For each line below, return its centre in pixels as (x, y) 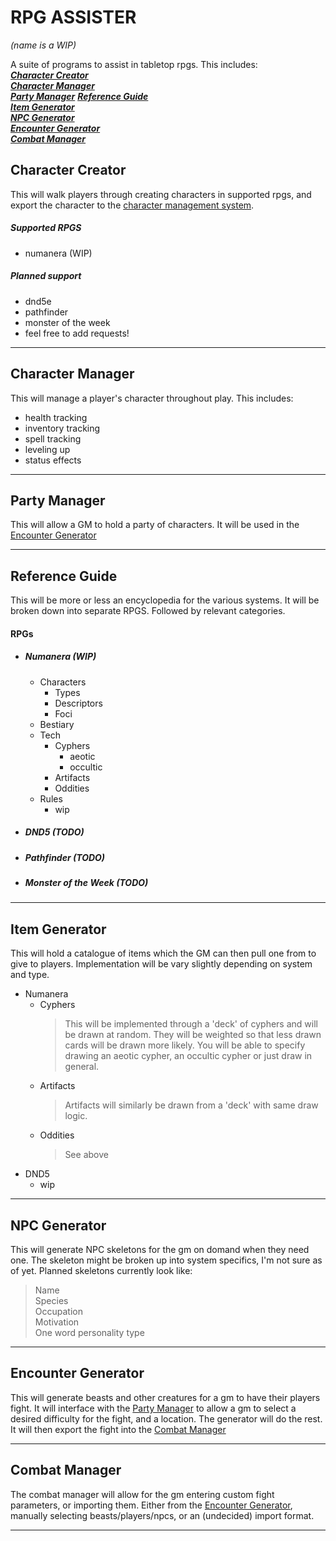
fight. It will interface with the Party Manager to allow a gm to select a (153, 1408)
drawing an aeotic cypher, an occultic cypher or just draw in (188, 1056)
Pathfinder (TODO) (65, 857)
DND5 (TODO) (54, 832)
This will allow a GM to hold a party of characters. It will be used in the (155, 525)
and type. (30, 975)
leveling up (47, 449)
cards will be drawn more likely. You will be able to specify (185, 1045)
